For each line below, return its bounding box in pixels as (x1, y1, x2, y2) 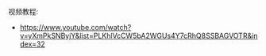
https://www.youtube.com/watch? (19, 23, 132, 32)
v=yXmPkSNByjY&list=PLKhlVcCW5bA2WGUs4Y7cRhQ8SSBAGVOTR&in (19, 31, 258, 40)
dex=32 (19, 39, 45, 49)
